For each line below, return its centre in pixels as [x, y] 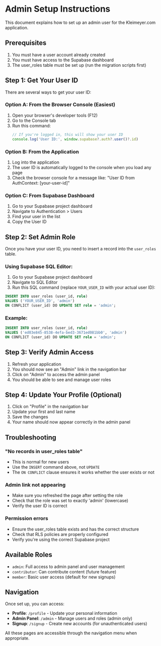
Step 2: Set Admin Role [40, 237]
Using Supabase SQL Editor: [39, 266]
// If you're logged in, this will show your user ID [67, 134]
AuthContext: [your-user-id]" [41, 183]
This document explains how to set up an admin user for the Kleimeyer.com [80, 22]
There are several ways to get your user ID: [48, 92]
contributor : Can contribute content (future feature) [64, 571]
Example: [16, 318]
